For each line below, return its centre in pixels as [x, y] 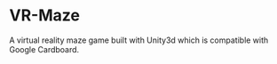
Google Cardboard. [44, 49]
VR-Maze [44, 16]
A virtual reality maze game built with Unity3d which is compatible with [139, 40]
